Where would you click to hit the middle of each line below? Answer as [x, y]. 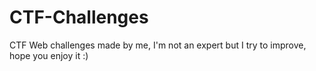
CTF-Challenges [79, 17]
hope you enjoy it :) [49, 55]
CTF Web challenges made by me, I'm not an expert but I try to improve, [158, 45]
